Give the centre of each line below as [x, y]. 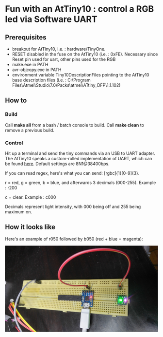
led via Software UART [51, 19]
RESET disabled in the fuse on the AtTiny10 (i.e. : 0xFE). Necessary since [85, 54]
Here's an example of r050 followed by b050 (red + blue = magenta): [74, 239]
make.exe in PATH [30, 65]
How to [16, 101]
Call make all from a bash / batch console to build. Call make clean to [75, 125]
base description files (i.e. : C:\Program [51, 80]
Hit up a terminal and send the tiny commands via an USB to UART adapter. [80, 153]
